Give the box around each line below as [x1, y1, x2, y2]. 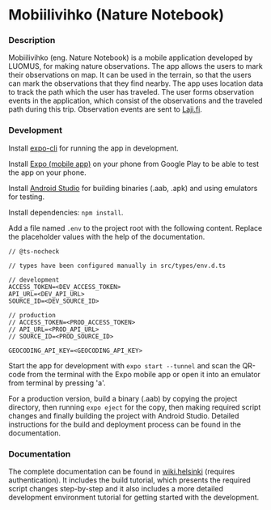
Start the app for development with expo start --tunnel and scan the [8, 360, 241, 370]
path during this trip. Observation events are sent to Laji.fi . [8, 104, 202, 114]
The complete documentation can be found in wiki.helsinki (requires [8, 467, 235, 477]
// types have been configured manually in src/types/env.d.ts [8, 261, 227, 270]
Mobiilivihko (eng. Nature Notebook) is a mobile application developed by [8, 53, 253, 62]
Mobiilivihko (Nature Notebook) [8, 6, 225, 24]
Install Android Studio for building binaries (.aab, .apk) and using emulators [8, 183, 258, 193]
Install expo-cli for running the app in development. [8, 143, 180, 153]
